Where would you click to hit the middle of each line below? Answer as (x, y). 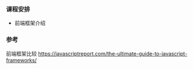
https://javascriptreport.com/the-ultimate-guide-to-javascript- (113, 53)
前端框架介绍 (30, 23)
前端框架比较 (21, 53)
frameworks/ (21, 60)
